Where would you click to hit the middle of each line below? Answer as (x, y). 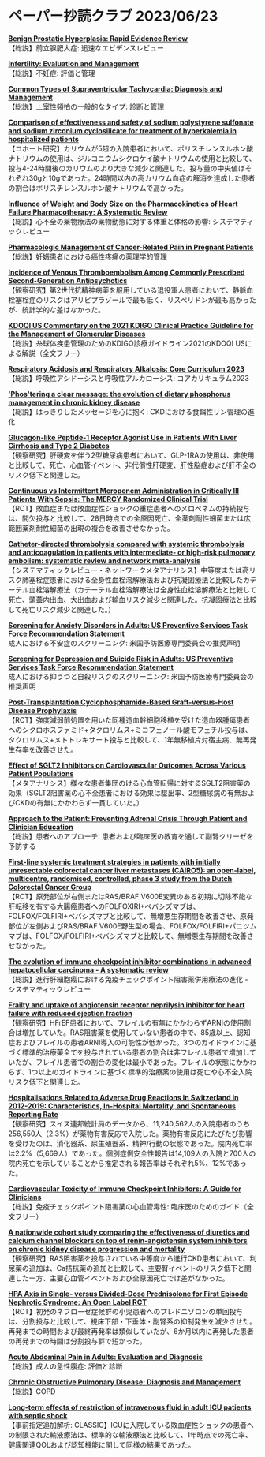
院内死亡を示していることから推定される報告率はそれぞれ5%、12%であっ (127, 1163)
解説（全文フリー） (53, 353)
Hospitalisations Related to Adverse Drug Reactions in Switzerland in (123, 1097)
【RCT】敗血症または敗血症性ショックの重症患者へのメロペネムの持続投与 (129, 508)
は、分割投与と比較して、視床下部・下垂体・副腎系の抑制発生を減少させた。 (132, 1321)
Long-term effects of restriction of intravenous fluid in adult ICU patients (130, 1407)
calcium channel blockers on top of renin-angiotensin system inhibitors (128, 1240)
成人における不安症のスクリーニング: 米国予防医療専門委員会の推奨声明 (124, 643)
